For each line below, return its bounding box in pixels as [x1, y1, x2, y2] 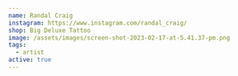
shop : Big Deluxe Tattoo [8, 26, 91, 34]
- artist [15, 48, 45, 56]
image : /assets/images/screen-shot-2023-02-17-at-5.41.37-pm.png [8, 33, 230, 42]
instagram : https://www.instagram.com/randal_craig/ [8, 19, 188, 27]
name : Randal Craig [8, 11, 73, 20]
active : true [8, 56, 52, 64]
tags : [8, 41, 26, 49]
